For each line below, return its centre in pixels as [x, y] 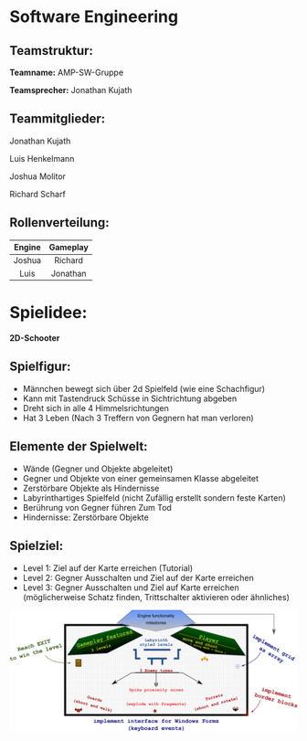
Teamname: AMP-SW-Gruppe [67, 72]
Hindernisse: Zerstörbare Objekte [85, 517]
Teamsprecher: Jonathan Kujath [71, 90]
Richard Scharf [37, 194]
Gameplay [69, 248]
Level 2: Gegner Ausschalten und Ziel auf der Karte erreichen [138, 577]
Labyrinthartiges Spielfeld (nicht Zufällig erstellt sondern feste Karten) [154, 498]
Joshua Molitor [38, 176]
